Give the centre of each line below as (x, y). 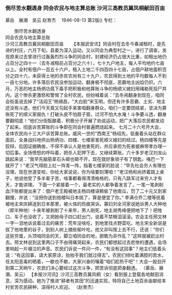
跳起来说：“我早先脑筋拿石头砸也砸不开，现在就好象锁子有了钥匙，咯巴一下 (85, 159)
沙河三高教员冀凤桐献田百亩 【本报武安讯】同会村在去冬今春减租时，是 (83, 44)
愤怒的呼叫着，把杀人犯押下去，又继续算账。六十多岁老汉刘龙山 (99, 153)
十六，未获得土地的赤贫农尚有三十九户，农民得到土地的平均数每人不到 (93, 76)
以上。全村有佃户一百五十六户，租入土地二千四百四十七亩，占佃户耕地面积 (84, 70)
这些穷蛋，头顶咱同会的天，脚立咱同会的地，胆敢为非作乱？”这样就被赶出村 (85, 236)
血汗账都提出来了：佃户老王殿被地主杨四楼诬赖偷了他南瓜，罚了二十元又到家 (86, 191)
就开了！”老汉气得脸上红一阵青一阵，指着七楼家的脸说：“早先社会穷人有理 (84, 165)
